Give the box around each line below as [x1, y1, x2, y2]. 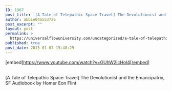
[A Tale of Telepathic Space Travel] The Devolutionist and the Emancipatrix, [5, 74, 165, 80]
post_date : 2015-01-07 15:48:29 [5, 45, 74, 50]
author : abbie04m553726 [5, 17, 56, 22]
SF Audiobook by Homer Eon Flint [5, 80, 77, 86]
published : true [5, 41, 40, 46]
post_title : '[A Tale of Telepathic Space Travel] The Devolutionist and [5, 12, 166, 17]
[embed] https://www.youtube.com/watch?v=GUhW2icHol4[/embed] [5, 59, 150, 65]
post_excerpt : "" [5, 21, 42, 27]
